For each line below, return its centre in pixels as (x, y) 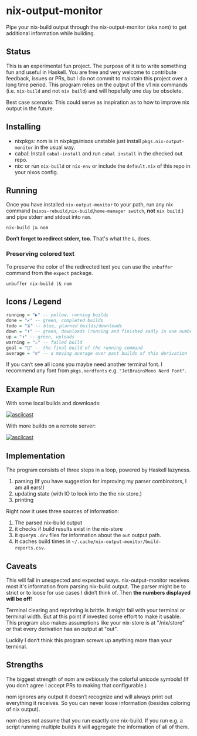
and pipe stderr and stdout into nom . (49, 217)
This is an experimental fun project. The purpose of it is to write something (96, 66)
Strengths (25, 665)
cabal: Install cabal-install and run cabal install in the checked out (98, 153)
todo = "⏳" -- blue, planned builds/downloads (64, 326)
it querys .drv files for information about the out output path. (88, 535)
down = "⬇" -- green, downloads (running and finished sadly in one (91, 332)
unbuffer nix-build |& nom (39, 284)
